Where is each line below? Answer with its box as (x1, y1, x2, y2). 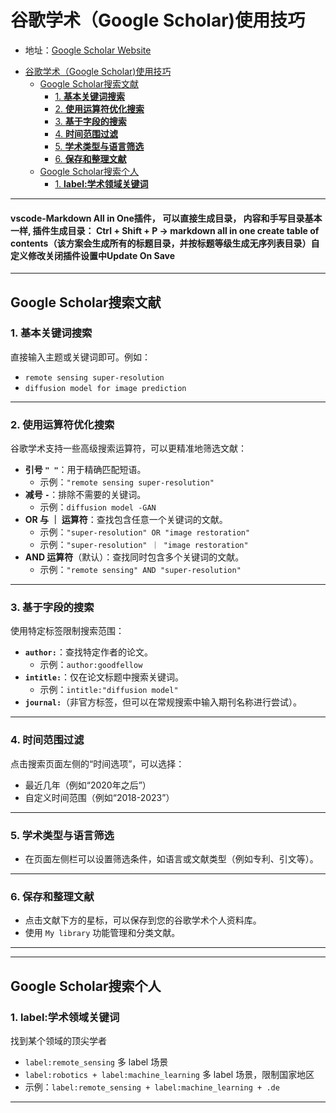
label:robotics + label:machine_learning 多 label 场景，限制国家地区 (24, 1069, 315, 1080)
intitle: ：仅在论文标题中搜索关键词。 (24, 671, 185, 683)
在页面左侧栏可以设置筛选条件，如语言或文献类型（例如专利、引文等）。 (24, 853, 319, 865)
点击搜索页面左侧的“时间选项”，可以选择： (10, 757, 185, 770)
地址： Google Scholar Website (24, 44, 152, 56)
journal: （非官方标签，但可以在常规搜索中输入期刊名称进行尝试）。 (24, 696, 303, 708)
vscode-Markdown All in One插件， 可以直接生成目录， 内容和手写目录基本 (10, 212, 323, 224)
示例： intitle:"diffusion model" (39, 684, 179, 696)
